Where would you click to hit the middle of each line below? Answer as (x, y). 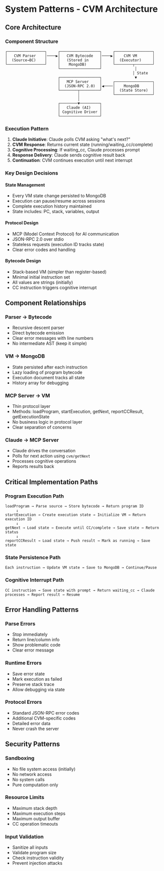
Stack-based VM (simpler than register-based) (59, 272)
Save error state (28, 674)
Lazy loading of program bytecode (47, 372)
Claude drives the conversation (44, 451)
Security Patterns (33, 744)
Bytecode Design (23, 261)
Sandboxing (20, 758)
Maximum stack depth (35, 808)
